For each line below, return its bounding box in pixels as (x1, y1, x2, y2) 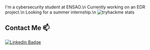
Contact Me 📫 (5, 24, 50, 32)
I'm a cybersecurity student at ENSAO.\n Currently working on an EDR (5, 4, 146, 10)
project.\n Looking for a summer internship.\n (5, 9, 96, 15)
